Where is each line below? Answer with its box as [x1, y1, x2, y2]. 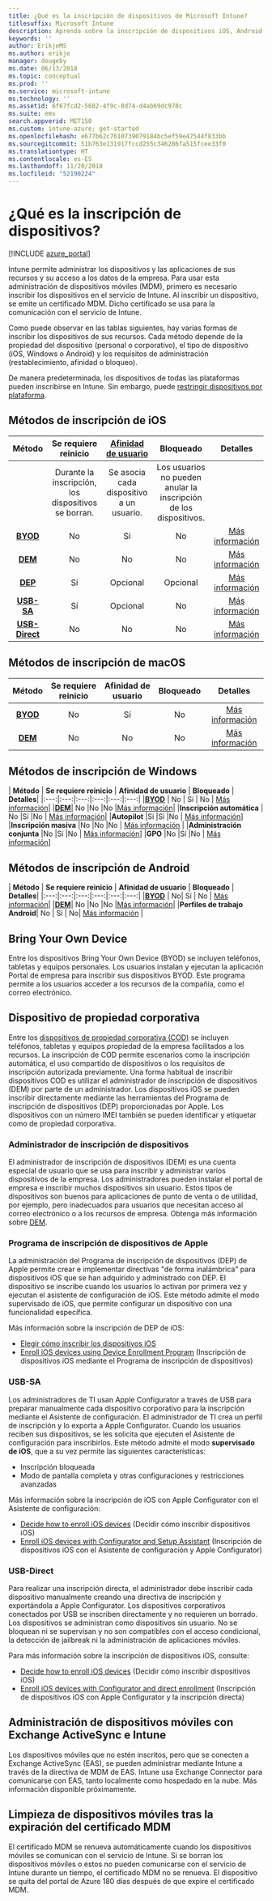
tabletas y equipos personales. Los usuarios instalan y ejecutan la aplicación [8, 962, 264, 971]
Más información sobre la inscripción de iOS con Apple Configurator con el [8, 1495, 259, 1504]
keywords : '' [8, 34, 53, 43]
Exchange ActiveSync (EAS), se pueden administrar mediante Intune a [8, 1758, 243, 1768]
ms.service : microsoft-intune [8, 87, 111, 95]
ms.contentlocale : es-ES [8, 155, 92, 163]
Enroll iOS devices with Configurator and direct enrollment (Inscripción [19, 1684, 257, 1693]
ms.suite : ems [8, 110, 57, 118]
